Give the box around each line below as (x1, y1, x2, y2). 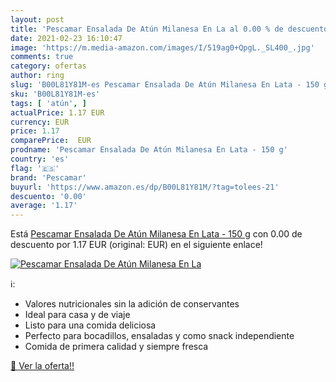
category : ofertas (10, 61, 87, 71)
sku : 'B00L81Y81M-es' (10, 89, 101, 99)
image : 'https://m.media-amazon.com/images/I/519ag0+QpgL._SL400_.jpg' (10, 42, 315, 53)
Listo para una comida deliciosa (24, 319, 157, 331)
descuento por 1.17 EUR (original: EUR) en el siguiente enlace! (10, 239, 263, 251)
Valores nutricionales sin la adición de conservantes (24, 298, 240, 310)
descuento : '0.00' (10, 191, 87, 201)
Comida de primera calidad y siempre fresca (24, 341, 209, 353)
